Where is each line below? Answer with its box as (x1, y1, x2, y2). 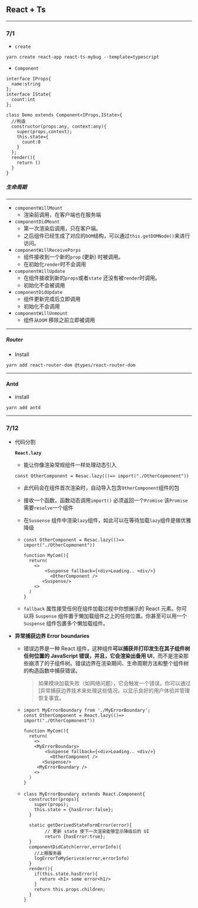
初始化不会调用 (23, 303, 60, 310)
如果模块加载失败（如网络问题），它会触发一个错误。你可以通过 (38, 679, 191, 686)
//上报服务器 (34, 850, 62, 856)
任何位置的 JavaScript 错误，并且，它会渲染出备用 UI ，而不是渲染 (23, 652, 184, 659)
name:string (11, 81, 41, 87)
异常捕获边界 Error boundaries (14, 632, 90, 639)
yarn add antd (6, 405, 41, 411)
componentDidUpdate (14, 290, 63, 296)
